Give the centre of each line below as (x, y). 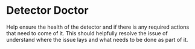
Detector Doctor (47, 10)
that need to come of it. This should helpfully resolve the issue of (87, 33)
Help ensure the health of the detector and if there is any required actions (98, 27)
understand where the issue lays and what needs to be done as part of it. (97, 39)
